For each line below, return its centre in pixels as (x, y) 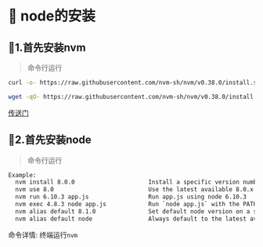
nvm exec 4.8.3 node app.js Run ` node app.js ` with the (128, 205)
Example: (22, 175)
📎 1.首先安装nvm (47, 47)
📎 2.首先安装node (50, 140)
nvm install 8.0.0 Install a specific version (128, 182)
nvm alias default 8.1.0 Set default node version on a (133, 211)
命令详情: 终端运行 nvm (43, 234)
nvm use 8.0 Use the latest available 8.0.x (135, 190)
